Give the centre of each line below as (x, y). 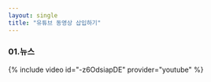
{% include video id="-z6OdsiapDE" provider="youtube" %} (106, 69)
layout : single (33, 15)
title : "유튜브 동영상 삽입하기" (55, 23)
